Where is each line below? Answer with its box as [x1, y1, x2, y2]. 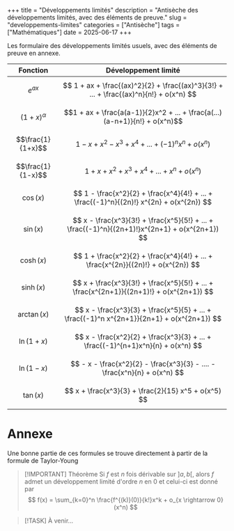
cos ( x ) [22, 193, 45, 203]
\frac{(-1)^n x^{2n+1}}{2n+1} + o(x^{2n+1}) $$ [64, 314, 222, 323]
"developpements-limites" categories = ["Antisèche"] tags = [7, 21, 180, 29]
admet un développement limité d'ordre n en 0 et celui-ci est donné [24, 477, 218, 486]
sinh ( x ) [21, 283, 46, 292]
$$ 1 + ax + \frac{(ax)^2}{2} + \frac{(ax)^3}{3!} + [62, 81, 224, 90]
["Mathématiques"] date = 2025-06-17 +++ [7, 28, 132, 36]
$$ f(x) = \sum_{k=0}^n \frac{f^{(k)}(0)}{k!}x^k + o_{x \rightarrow [27, 496, 216, 504]
